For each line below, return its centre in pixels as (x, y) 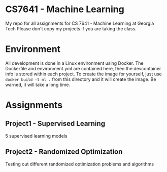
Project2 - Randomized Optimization (64, 152)
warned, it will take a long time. (38, 84)
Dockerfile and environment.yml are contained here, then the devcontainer (83, 68)
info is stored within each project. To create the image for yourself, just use (84, 74)
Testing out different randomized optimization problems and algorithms (79, 164)
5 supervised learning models (36, 136)
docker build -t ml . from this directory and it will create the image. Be (81, 79)
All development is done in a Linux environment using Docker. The (74, 63)
